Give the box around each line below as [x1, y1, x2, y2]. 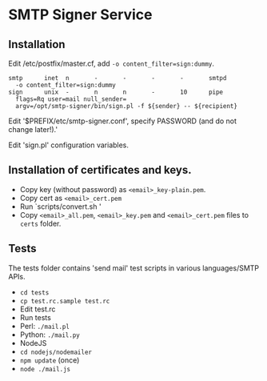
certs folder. [19, 219, 62, 228]
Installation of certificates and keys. [8, 163, 192, 177]
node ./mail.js [19, 365, 71, 373]
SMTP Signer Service [8, 6, 153, 24]
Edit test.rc [19, 304, 56, 314]
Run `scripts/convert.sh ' [19, 202, 102, 211]
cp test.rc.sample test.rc [19, 297, 110, 305]
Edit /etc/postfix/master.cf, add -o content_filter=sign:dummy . [8, 58, 214, 68]
